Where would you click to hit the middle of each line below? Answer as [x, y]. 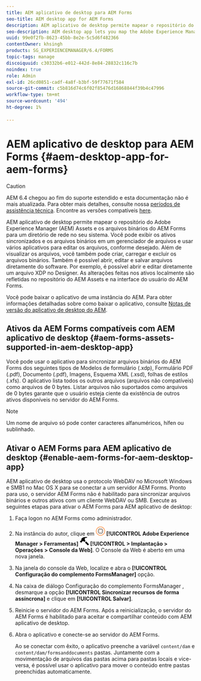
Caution [16, 186]
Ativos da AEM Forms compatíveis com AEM [91, 328]
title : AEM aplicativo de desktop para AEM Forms [69, 13]
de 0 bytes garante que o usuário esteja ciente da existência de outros [93, 393]
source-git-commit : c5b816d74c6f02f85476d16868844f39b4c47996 [85, 89]
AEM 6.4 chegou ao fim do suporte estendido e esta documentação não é [97, 197]
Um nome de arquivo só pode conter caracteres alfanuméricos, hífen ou [95, 423]
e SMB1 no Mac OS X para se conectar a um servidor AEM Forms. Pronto [96, 488]
